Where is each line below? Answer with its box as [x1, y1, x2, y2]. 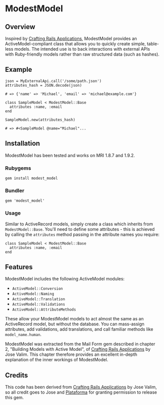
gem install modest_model [5, 176, 58, 181]
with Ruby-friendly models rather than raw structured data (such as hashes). [5, 51, 160, 57]
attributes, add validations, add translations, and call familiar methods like [5, 326, 153, 332]
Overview [5, 23, 36, 31]
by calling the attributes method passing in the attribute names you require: [5, 231, 160, 237]
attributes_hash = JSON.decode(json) [5, 83, 82, 88]
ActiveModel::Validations [12, 302, 65, 307]
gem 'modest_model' [5, 198, 45, 203]
